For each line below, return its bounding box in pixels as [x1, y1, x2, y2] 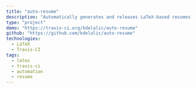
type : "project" [6, 19, 46, 25]
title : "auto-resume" [6, 8, 59, 15]
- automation [11, 69, 44, 74]
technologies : [6, 36, 41, 42]
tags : [6, 52, 19, 58]
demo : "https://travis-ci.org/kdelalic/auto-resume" [6, 25, 138, 31]
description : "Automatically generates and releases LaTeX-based [6, 14, 170, 20]
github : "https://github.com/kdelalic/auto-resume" [6, 30, 135, 36]
